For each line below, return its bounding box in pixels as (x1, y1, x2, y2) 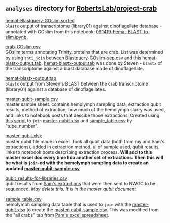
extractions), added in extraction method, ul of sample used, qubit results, (5, 144, 160, 150)
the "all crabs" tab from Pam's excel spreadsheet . (5, 212, 110, 218)
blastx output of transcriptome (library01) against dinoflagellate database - (5, 23, 162, 29)
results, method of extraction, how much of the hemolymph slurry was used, (5, 106, 165, 113)
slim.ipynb (5, 34, 27, 40)
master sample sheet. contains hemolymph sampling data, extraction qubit (5, 101, 161, 107)
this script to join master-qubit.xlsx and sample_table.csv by (5, 117, 132, 124)
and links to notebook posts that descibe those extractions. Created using (5, 112, 160, 118)
